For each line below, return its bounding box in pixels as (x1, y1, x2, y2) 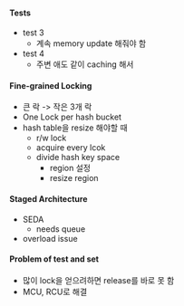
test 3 (22, 27, 44, 38)
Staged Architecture (9, 194, 88, 204)
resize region (49, 173, 99, 184)
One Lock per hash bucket (22, 111, 122, 122)
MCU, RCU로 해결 (22, 286, 88, 297)
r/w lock (35, 132, 67, 144)
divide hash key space (35, 152, 121, 163)
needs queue (35, 223, 86, 234)
